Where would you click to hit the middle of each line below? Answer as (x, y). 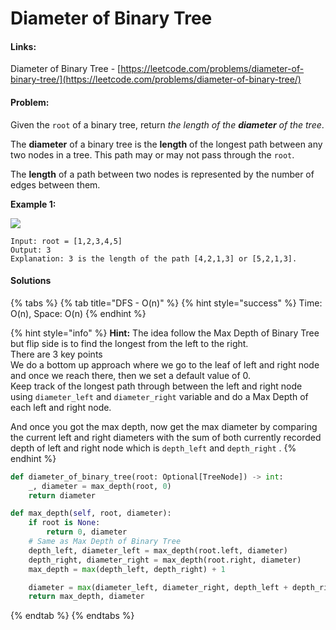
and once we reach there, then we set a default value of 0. (131, 375)
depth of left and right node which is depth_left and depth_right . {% (153, 448)
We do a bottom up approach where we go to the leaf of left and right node (165, 364)
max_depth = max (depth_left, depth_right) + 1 (127, 569)
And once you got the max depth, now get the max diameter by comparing (164, 426)
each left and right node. (61, 407)
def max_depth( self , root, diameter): (91, 513)
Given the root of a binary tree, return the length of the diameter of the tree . (167, 124)
